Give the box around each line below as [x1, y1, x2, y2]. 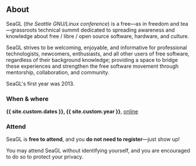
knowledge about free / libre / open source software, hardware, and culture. [6, 32, 190, 40]
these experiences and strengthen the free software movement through [6, 63, 179, 70]
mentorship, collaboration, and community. [6, 68, 109, 75]
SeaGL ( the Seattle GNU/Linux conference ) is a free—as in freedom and [6, 20, 180, 27]
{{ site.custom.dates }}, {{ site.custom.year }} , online [6, 108, 139, 115]
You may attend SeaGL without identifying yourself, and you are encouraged [6, 147, 190, 154]
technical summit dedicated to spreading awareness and [38, 26, 175, 33]
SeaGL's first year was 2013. [6, 80, 75, 87]
